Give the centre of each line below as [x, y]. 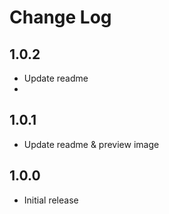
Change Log [60, 17]
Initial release [51, 200]
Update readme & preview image [91, 144]
